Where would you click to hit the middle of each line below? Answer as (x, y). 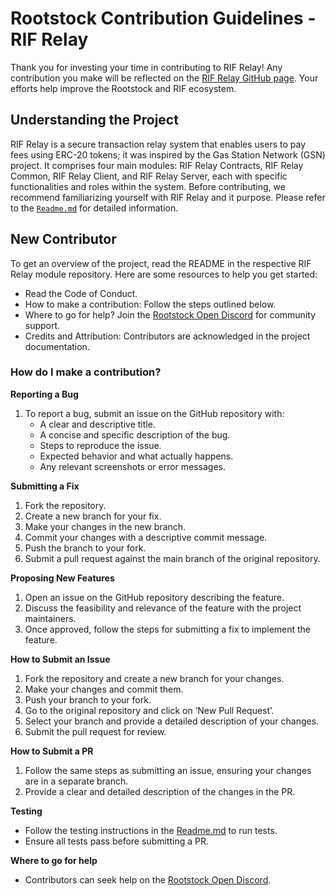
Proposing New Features (62, 578)
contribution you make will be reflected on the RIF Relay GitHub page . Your (164, 78)
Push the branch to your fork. (85, 548)
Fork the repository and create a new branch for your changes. (154, 678)
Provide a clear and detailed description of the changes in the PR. (160, 791)
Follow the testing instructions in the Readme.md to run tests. (151, 830)
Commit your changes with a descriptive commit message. (146, 537)
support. (42, 325)
